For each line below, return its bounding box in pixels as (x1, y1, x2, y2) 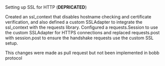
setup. (5, 40, 18, 46)
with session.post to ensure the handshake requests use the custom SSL (5, 35, 154, 41)
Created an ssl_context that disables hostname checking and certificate (5, 14, 152, 19)
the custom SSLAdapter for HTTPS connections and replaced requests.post (5, 30, 160, 35)
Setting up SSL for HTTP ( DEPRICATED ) (5, 4, 87, 10)
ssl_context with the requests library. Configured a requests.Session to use (5, 24, 158, 30)
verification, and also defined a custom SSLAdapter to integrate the (5, 19, 143, 25)
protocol (5, 55, 22, 61)
